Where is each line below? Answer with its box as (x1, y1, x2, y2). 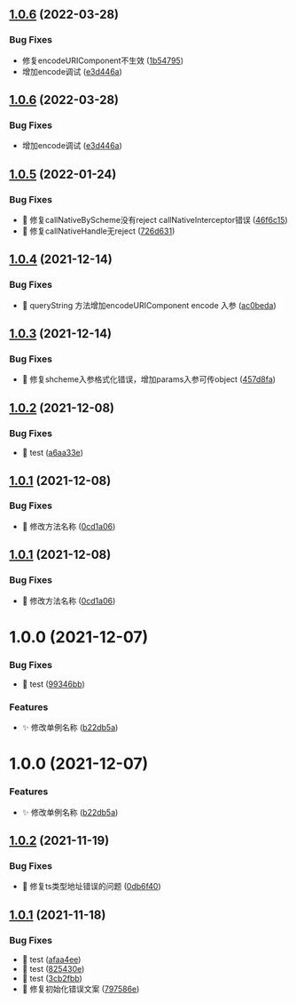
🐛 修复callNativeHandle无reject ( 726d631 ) (21, 226, 175, 236)
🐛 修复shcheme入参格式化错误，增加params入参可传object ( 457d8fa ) (21, 374, 277, 385)
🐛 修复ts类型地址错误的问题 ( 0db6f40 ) (21, 881, 161, 892)
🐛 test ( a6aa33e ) (21, 448, 84, 458)
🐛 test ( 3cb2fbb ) (21, 973, 82, 984)
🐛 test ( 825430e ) (21, 964, 85, 975)
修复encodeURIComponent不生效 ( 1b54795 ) (21, 55, 184, 66)
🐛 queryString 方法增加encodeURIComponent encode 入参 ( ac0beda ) (21, 299, 277, 310)
